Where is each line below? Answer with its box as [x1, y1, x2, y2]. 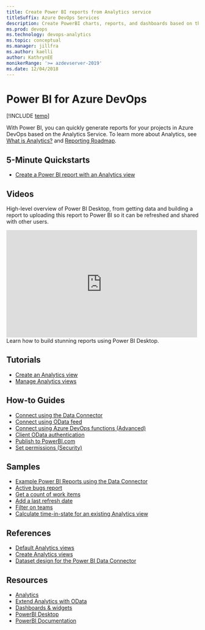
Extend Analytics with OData [15, 598, 87, 605]
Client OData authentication [15, 431, 85, 438]
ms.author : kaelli [6, 49, 53, 55]
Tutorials [6, 355, 41, 365]
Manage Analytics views [15, 377, 77, 385]
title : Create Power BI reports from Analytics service [6, 9, 151, 15]
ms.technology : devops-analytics [6, 32, 92, 38]
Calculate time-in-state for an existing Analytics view [15, 510, 148, 518]
